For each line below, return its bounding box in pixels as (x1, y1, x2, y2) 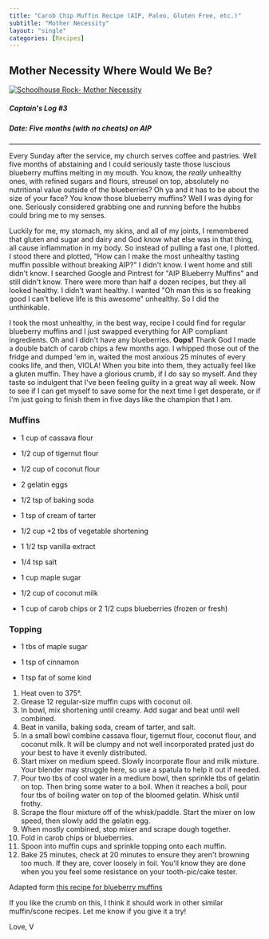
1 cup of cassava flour (20, 433, 94, 443)
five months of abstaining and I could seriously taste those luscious (9, 159, 231, 169)
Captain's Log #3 (9, 103, 68, 113)
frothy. (20, 799, 43, 809)
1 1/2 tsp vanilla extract (20, 541, 96, 551)
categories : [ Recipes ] (9, 34, 85, 42)
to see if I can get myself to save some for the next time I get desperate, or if (9, 386, 261, 396)
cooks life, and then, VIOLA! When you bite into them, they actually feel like (9, 361, 256, 371)
